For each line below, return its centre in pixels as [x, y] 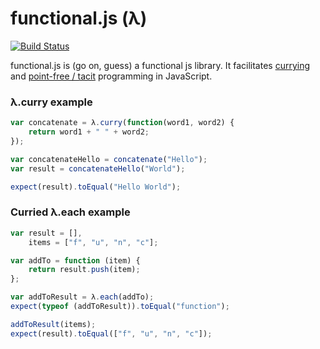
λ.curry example [51, 102]
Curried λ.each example [70, 212]
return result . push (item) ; [84, 270]
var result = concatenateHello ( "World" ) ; [98, 168]
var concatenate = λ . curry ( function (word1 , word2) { [122, 123]
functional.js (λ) [79, 18]
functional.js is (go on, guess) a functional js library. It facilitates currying [160, 65]
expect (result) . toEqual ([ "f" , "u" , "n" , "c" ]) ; [111, 333]
